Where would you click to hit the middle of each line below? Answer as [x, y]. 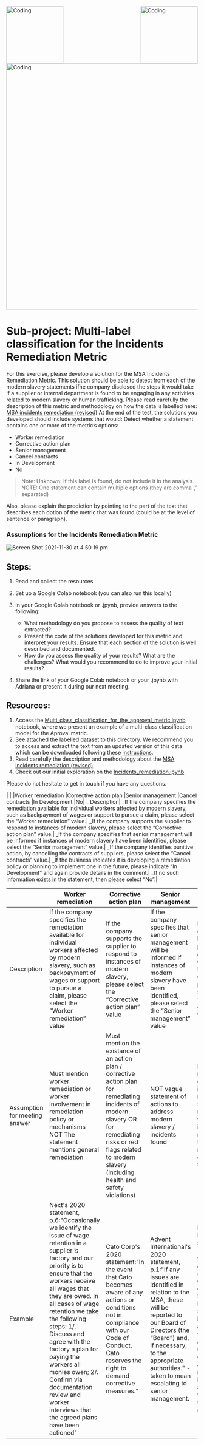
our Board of [168, 1322]
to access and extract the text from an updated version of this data [99, 746]
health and [121, 1180]
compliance [123, 1322]
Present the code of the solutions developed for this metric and [103, 636]
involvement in [70, 1104]
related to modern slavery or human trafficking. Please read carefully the [97, 399]
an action [119, 1058]
